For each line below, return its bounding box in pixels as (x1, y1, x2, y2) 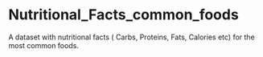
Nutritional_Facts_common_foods (8, 6, 239, 24)
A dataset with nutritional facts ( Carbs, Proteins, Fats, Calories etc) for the (8, 32, 255, 42)
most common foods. (8, 40, 79, 50)
